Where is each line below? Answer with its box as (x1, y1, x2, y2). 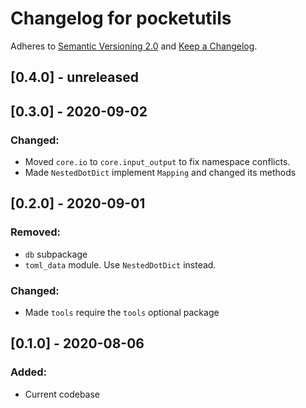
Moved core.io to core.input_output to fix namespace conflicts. (24, 156, 291, 168)
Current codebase (24, 388, 101, 400)
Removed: (10, 225, 61, 239)
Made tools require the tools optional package (24, 307, 220, 318)
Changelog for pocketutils (10, 7, 232, 30)
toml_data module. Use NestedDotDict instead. (24, 258, 217, 271)
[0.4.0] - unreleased (10, 69, 140, 86)
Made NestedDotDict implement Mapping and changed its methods (24, 167, 297, 179)
